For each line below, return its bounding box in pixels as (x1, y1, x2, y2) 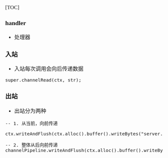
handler (5, 19, 26, 26)
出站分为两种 (14, 108, 46, 114)
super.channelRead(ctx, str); (5, 77, 81, 83)
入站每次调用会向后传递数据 (14, 66, 83, 72)
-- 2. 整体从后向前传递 (5, 142, 58, 148)
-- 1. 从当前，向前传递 (5, 121, 58, 126)
